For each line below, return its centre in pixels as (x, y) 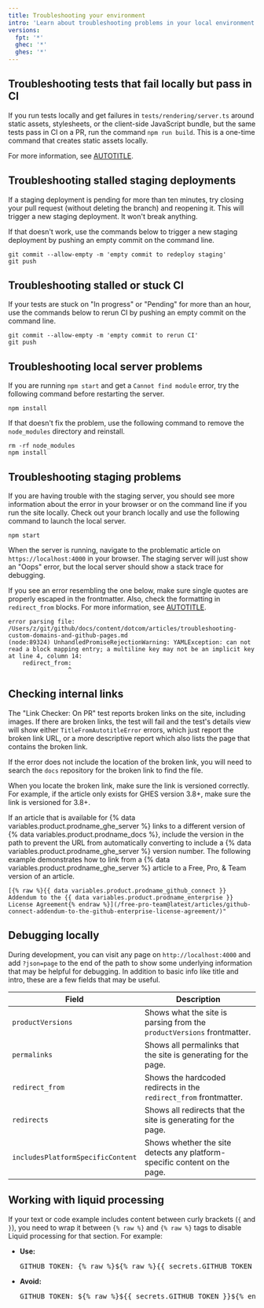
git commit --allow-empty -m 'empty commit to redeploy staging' (117, 254)
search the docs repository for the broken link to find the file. (106, 770)
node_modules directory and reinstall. (67, 431)
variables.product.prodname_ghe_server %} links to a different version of (127, 825)
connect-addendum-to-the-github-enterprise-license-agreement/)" (117, 911)
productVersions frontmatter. (198, 1032)
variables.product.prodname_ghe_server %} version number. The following (130, 851)
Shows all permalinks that (192, 1045)
